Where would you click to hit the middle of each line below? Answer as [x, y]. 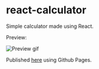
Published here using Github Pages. [49, 60]
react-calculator [46, 10]
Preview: [17, 37]
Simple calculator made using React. [50, 26]
